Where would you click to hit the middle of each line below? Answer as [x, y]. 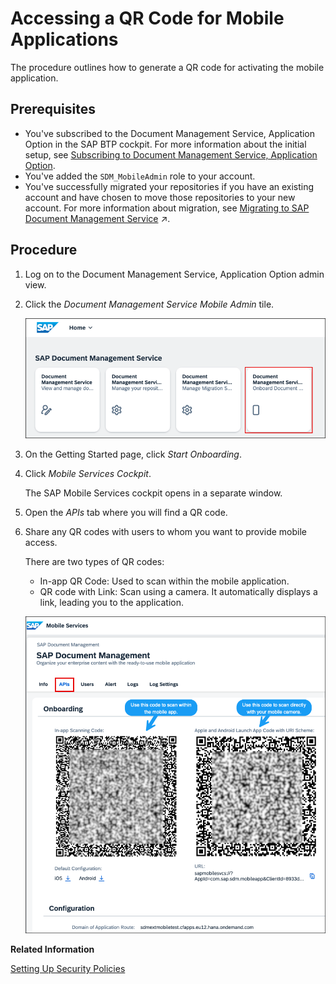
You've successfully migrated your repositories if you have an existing [169, 186]
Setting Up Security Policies [68, 969]
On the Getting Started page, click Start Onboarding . [133, 454]
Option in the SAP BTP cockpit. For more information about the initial [165, 144]
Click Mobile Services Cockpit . [88, 474]
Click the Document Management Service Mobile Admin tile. [149, 304]
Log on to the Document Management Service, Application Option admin [174, 274]
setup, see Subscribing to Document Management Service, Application [171, 154]
